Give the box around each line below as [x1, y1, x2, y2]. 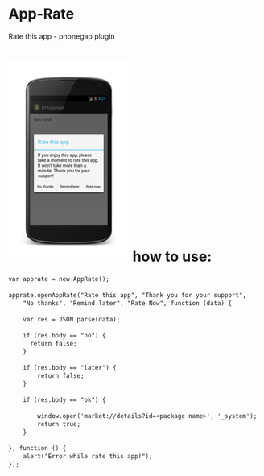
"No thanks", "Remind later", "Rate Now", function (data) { [23, 299, 232, 307]
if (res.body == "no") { [23, 331, 106, 339]
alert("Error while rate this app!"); [23, 452, 153, 460]
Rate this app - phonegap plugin [8, 31, 115, 41]
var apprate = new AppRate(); [8, 275, 110, 283]
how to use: [132, 247, 212, 266]
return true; [37, 420, 81, 428]
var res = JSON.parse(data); [23, 315, 121, 323]
